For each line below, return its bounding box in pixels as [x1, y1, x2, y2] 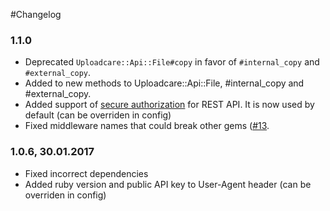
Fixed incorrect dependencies [24, 167, 149, 179]
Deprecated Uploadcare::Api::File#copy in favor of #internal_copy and [24, 56, 320, 68]
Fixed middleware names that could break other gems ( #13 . [24, 120, 270, 132]
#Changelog [10, 9, 62, 20]
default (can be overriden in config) [24, 109, 172, 121]
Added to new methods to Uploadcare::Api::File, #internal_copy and [24, 77, 305, 89]
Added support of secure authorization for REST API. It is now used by [24, 99, 315, 111]
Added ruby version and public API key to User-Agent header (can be [24, 178, 312, 190]
